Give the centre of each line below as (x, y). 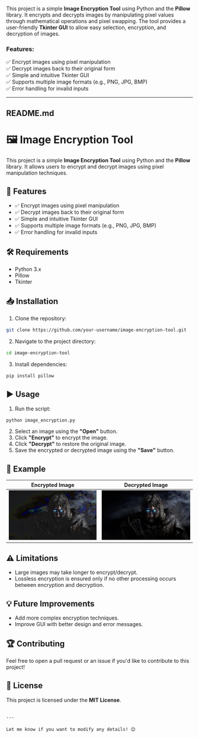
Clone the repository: (41, 319)
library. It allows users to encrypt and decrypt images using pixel (85, 166)
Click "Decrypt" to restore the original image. (70, 444)
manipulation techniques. (37, 173)
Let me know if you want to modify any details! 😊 (71, 729)
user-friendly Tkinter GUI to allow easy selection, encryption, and (86, 27)
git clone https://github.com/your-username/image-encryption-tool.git (96, 330)
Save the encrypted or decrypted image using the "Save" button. (94, 450)
